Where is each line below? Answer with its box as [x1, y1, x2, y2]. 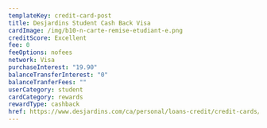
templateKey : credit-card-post [8, 11, 112, 20]
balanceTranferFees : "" [8, 78, 87, 86]
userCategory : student [8, 85, 83, 94]
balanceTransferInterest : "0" [8, 71, 109, 79]
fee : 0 [8, 41, 30, 49]
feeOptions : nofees [8, 48, 73, 56]
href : [8, 108, 26, 116]
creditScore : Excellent [8, 33, 87, 42]
